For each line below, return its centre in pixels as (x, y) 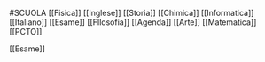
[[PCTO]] (26, 31)
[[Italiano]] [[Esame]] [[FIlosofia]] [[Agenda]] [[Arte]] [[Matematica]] (133, 22)
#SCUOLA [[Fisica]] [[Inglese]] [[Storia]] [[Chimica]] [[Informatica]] (132, 13)
